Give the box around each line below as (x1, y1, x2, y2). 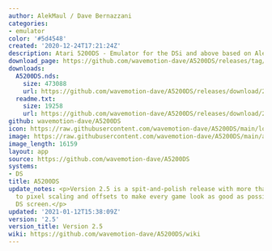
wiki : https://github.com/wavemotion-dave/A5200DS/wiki (8, 230, 201, 239)
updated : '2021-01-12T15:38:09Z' (8, 207, 121, 215)
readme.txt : (15, 95, 57, 103)
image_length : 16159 (8, 139, 79, 148)
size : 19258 (23, 102, 63, 110)
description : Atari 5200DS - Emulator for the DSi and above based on (8, 49, 252, 57)
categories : (8, 19, 49, 28)
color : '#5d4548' (8, 34, 67, 43)
